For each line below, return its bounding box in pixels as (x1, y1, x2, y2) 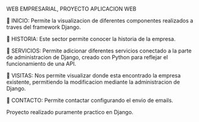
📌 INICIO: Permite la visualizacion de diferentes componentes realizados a (6, 17, 193, 24)
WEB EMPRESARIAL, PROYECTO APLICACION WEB (6, 5, 137, 12)
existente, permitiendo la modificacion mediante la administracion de (6, 79, 181, 85)
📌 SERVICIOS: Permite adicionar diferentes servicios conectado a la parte (6, 47, 192, 54)
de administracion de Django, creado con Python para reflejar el (6, 54, 168, 60)
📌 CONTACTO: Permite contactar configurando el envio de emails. (6, 97, 173, 104)
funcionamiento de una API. (6, 60, 77, 67)
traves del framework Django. (6, 24, 81, 30)
